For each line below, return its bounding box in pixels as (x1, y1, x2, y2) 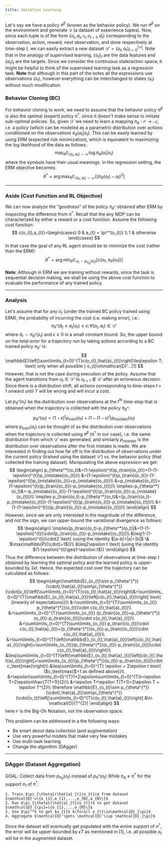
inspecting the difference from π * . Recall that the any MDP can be (5, 210, 140, 217)
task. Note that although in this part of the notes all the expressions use (5, 70, 152, 76)
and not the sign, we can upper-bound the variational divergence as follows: (5, 517, 162, 523)
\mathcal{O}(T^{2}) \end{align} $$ (48, 700, 119, 706)
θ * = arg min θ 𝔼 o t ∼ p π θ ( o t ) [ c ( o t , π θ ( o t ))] (44, 255, 123, 265)
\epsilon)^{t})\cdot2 (18, 535, 59, 541)
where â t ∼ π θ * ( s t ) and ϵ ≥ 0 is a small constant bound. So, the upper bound (5, 331, 162, 339)
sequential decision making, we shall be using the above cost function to (5, 274, 155, 280)
